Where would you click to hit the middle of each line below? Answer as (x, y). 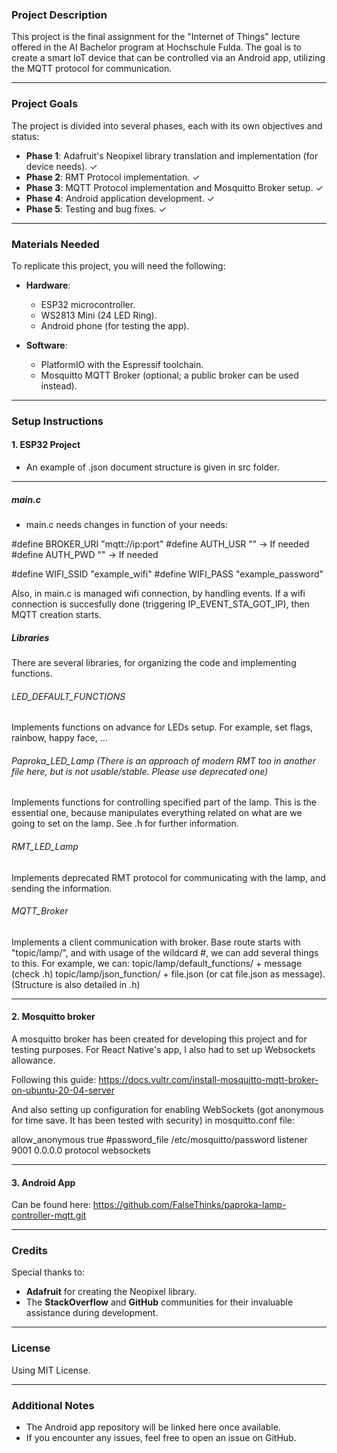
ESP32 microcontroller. (88, 304)
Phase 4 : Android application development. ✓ (120, 198)
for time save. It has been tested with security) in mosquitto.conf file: (153, 1120)
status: (25, 136)
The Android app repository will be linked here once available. (153, 1427)
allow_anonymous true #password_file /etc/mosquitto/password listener (159, 1139)
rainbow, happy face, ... (59, 738)
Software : (46, 345)
